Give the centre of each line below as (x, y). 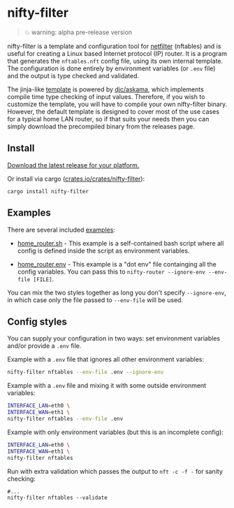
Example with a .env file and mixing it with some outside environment (107, 386)
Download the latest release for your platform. (73, 165)
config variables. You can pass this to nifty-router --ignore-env (111, 271)
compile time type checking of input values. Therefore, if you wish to (106, 96)
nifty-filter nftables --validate (58, 498)
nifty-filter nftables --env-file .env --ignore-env (86, 372)
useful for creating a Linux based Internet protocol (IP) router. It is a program (117, 53)
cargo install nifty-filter (48, 191)
